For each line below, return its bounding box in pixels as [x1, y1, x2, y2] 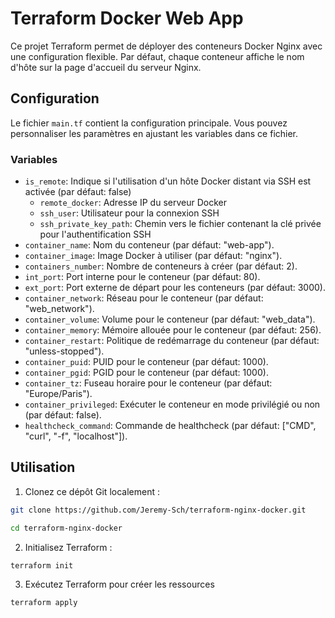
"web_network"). [24, 303, 95, 315]
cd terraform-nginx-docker [10, 523, 123, 533]
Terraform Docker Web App [10, 7, 244, 30]
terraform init [10, 560, 74, 571]
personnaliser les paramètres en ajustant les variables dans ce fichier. [10, 127, 299, 139]
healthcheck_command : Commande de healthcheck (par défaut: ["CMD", [24, 420, 317, 432]
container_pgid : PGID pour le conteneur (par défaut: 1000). [24, 367, 269, 379]
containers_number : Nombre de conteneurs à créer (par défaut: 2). [24, 260, 298, 272]
